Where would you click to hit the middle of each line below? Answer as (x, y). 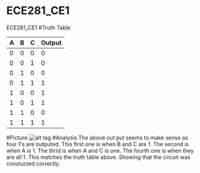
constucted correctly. (33, 163)
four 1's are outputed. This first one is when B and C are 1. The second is (98, 144)
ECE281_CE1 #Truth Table (39, 28)
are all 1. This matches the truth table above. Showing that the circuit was (98, 157)
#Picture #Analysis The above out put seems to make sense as (97, 138)
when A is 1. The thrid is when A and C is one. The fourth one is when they (100, 150)
